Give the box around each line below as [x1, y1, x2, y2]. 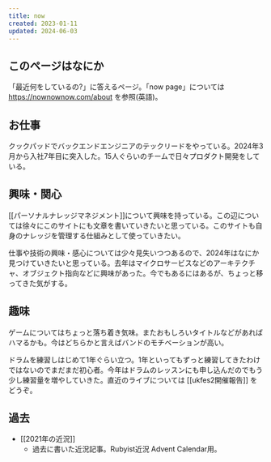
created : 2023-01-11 [8, 19, 78, 28]
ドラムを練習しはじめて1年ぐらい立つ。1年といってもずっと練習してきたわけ [8, 354, 261, 365]
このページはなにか [8, 58, 104, 73]
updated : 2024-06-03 [8, 27, 78, 35]
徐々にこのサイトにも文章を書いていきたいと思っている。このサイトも [22, 220, 256, 230]
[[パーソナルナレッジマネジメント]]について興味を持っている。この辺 [8, 210, 239, 220]
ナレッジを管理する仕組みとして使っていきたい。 [22, 230, 185, 240]
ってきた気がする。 [8, 278, 72, 288]
